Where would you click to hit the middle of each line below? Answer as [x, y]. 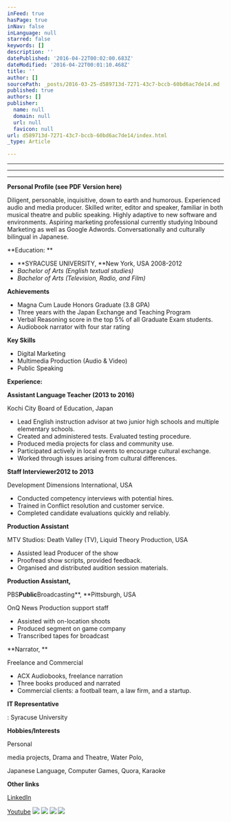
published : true [30, 90]
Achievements [29, 292]
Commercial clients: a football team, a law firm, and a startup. [104, 691]
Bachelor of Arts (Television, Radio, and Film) [81, 278]
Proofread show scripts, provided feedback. [79, 561]
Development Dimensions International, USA [70, 485]
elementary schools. [46, 429]
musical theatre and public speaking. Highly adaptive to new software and [112, 215]
